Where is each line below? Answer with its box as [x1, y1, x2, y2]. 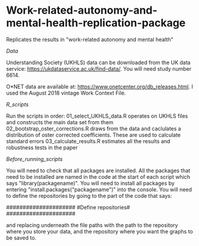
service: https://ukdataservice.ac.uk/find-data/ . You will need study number [6, 65, 192, 72]
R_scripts [6, 100, 29, 108]
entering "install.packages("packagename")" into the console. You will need [6, 185, 192, 193]
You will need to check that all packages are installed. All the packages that [6, 167, 191, 174]
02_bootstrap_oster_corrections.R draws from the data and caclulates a [6, 125, 181, 132]
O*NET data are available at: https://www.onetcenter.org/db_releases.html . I [6, 83, 193, 90]
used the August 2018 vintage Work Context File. [6, 89, 126, 96]
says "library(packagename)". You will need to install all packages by [6, 179, 175, 187]
